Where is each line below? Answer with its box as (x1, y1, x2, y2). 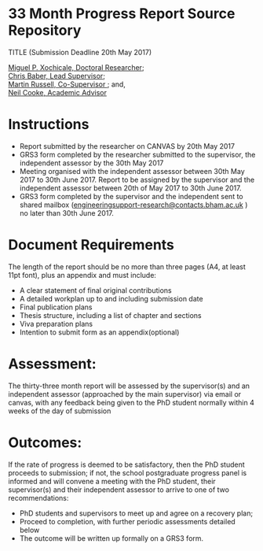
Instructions (8, 116, 89, 134)
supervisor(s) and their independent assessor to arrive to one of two (8, 485, 230, 494)
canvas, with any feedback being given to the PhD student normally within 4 (8, 398, 255, 407)
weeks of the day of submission (8, 406, 111, 416)
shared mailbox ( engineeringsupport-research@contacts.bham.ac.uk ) (19, 200, 248, 209)
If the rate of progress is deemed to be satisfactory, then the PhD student (8, 460, 245, 469)
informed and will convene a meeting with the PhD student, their (8, 476, 216, 486)
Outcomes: (8, 434, 82, 451)
